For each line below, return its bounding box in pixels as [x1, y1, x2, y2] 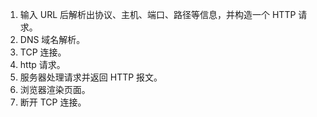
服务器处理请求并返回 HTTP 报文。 [19, 71, 163, 83]
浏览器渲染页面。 [19, 84, 91, 95]
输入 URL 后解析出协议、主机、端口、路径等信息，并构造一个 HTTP [19, 9, 297, 20]
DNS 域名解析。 [19, 34, 86, 45]
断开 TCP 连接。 [19, 96, 87, 108]
